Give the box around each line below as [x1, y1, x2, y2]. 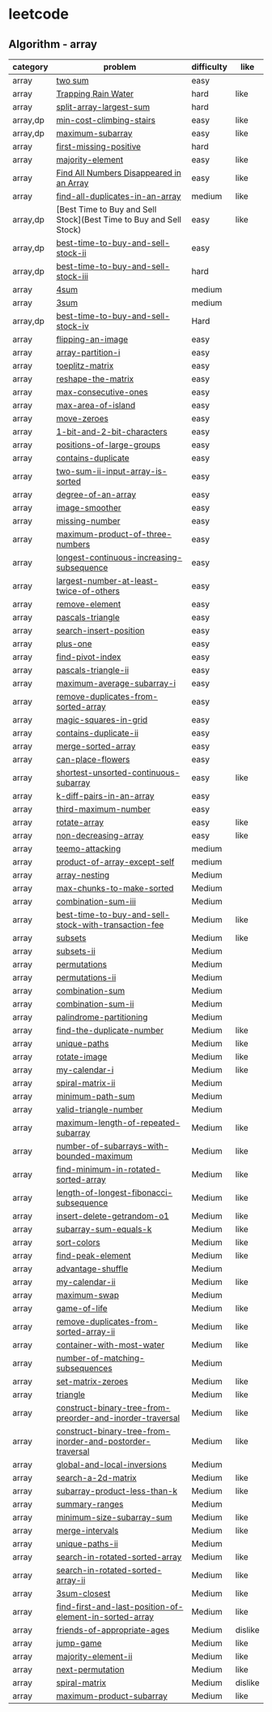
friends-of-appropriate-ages [56, 1624, 170, 1636]
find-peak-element [56, 1250, 131, 1261]
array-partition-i [56, 347, 121, 358]
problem [103, 62, 137, 72]
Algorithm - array [8, 37, 98, 51]
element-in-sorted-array [56, 1611, 154, 1622]
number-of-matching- [56, 1352, 145, 1364]
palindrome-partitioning [56, 1011, 148, 1023]
